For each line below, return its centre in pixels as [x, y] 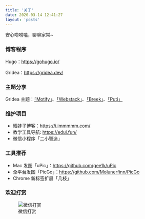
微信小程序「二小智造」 [37, 138]
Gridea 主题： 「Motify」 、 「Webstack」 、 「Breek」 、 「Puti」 [64, 99]
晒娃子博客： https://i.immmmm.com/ [51, 126]
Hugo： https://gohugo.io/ [33, 62]
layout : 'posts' [23, 19]
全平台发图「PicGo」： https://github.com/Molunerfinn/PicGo [76, 172]
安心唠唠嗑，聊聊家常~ [29, 35]
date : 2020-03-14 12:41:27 [34, 15]
